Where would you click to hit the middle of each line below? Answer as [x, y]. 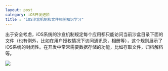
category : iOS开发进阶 [28, 15]
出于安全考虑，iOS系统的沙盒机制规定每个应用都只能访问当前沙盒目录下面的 [84, 34]
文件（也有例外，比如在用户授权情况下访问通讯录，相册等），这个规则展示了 [84, 41]
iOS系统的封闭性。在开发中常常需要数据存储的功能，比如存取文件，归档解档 [84, 47]
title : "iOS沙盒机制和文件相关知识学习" [45, 19]
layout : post [19, 10]
